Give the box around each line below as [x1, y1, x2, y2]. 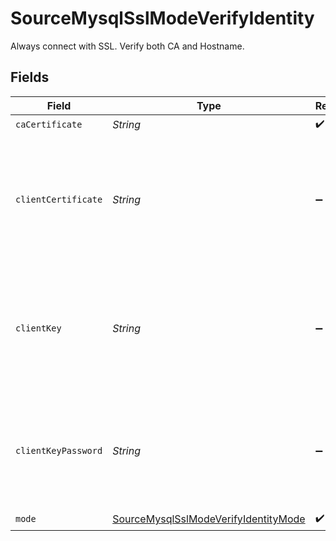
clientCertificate [15, 193, 103, 205]
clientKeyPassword [15, 445, 103, 456]
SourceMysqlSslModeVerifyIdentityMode [112, 512, 306, 526]
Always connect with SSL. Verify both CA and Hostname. [10, 40, 245, 52]
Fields [10, 69, 50, 86]
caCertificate [15, 119, 83, 131]
